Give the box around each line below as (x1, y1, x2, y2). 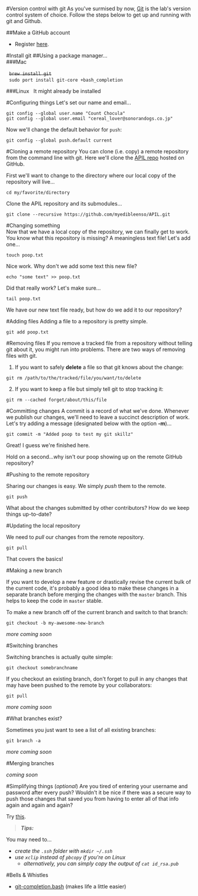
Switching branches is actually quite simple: (6, 654, 113, 660)
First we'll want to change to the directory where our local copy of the (6, 172, 176, 179)
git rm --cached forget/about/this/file (6, 397, 108, 403)
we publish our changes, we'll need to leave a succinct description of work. (6, 414, 190, 420)
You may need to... (6, 836, 52, 843)
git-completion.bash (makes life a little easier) (14, 883, 126, 890)
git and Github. (6, 18, 43, 24)
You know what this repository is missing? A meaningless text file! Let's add (6, 235, 191, 242)
